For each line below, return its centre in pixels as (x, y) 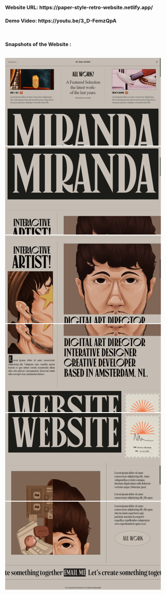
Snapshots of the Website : (38, 45)
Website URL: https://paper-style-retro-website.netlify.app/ (79, 7)
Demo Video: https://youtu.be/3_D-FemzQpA (61, 20)
